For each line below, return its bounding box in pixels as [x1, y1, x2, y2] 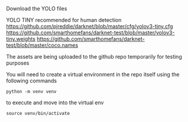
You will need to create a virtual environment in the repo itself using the [6, 71, 180, 78]
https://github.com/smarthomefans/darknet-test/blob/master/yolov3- [6, 29, 175, 36]
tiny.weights [6, 36, 35, 42]
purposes [6, 59, 30, 66]
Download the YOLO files [6, 5, 67, 12]
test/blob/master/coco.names [6, 41, 79, 49]
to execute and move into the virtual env [6, 99, 104, 106]
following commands [6, 77, 57, 84]
